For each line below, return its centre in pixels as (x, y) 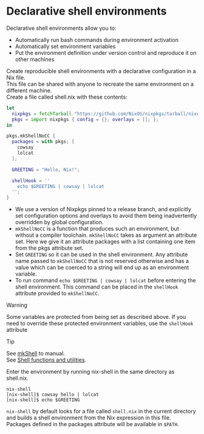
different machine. (29, 90)
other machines (35, 59)
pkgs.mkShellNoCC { (31, 136)
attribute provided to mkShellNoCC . (57, 293)
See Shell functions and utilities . (46, 360)
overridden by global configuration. (59, 222)
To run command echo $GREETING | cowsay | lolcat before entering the (105, 281)
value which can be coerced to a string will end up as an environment (102, 268)
